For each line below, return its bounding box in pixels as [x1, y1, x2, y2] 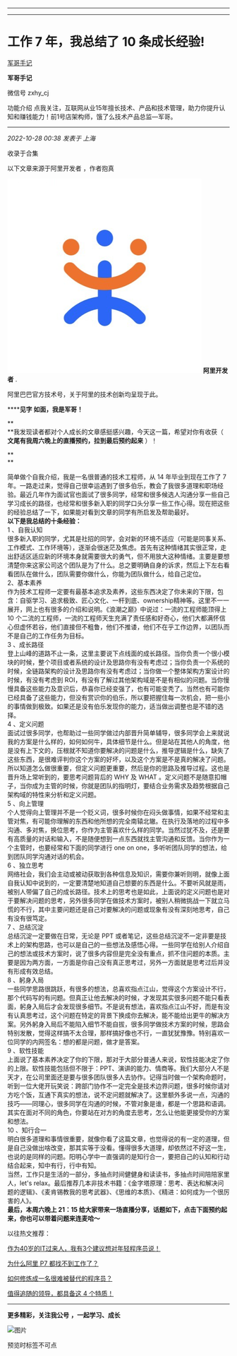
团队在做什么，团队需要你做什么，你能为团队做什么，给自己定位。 [13, 569, 205, 578]
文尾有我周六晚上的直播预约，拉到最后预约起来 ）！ [7, 436, 157, 445]
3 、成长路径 [7, 640, 44, 648]
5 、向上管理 [7, 799, 44, 807]
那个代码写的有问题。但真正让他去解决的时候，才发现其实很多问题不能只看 [7, 993, 224, 1001]
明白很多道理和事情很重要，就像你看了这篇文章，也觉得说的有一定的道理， [7, 1134, 224, 1143]
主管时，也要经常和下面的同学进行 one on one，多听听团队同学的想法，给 [13, 843, 228, 852]
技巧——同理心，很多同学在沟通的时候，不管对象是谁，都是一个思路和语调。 [7, 1099, 230, 1107]
